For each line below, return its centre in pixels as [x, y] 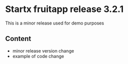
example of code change [38, 56]
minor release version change [43, 50]
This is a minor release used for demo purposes [55, 23]
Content [18, 39]
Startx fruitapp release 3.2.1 [65, 9]
